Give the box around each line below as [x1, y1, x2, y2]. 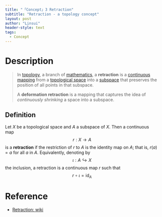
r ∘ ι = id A [72, 172, 92, 179]
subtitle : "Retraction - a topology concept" [5, 12, 99, 17]
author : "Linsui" [5, 21, 40, 26]
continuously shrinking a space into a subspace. [17, 96, 115, 103]
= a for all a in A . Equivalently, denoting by [5, 150, 90, 155]
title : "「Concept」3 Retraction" [5, 7, 74, 12]
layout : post [5, 16, 32, 21]
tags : [5, 30, 16, 35]
